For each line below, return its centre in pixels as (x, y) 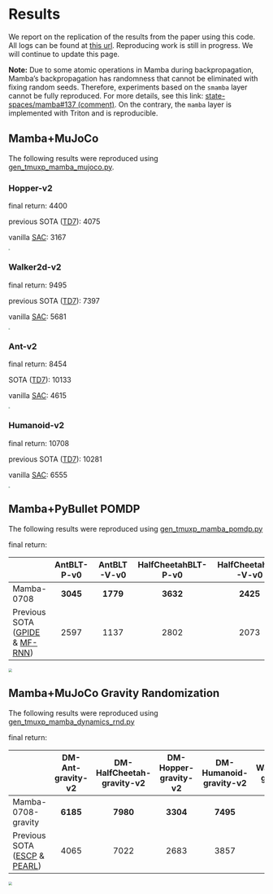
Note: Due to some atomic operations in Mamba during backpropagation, (131, 69)
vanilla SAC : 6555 (38, 475)
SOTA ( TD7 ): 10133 (40, 380)
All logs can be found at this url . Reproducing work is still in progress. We (131, 45)
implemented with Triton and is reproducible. (83, 113)
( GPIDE (26, 632)
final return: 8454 (38, 364)
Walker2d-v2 (35, 267)
